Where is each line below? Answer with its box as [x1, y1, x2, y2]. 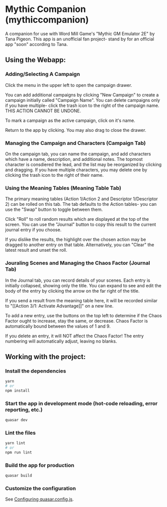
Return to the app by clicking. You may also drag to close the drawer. [5, 127, 147, 133]
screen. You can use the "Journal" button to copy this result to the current [5, 221, 157, 228]
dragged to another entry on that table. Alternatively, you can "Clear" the [5, 242, 155, 248]
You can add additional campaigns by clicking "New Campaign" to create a [5, 91, 159, 98]
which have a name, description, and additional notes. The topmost [5, 156, 143, 162]
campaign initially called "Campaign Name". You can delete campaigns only [5, 97, 161, 103]
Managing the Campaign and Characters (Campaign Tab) [5, 139, 146, 146]
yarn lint [5, 441, 26, 446]
